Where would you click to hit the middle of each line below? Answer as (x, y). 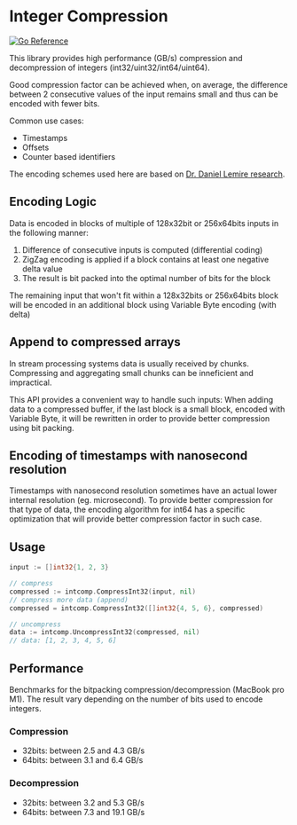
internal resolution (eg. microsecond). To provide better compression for (141, 500)
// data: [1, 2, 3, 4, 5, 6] (63, 640)
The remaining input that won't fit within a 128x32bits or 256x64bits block (144, 295)
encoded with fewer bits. (55, 103)
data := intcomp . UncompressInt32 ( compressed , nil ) (105, 632)
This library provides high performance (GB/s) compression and (126, 58)
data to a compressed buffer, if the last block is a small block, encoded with (147, 409)
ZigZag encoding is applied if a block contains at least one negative (145, 259)
